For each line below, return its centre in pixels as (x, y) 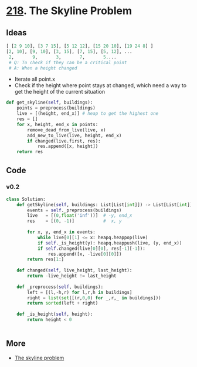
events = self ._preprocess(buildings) (74, 210)
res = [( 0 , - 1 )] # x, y (74, 221)
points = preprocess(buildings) (56, 108)
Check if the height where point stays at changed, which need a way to (100, 85)
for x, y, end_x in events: (61, 232)
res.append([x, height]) (68, 146)
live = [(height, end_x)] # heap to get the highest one (88, 114)
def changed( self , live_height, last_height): (74, 270)
